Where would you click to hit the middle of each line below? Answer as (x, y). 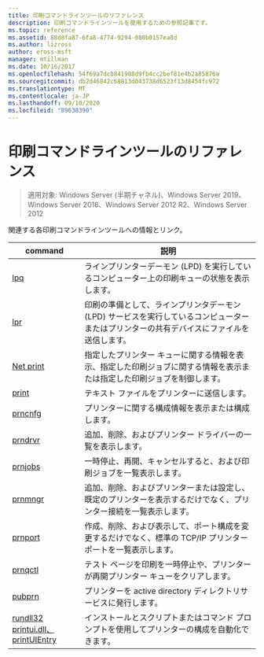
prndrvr (26, 440)
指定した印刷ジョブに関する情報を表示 (171, 367)
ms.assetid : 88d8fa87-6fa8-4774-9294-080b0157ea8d (93, 37)
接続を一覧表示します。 (151, 511)
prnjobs (26, 467)
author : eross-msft (40, 52)
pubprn (26, 596)
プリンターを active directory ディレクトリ (163, 591)
